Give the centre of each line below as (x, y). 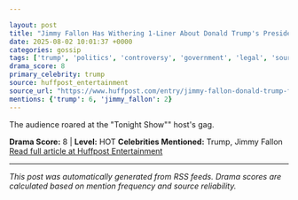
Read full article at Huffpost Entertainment (86, 150)
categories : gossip (45, 50)
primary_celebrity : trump (57, 75)
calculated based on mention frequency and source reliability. (123, 186)
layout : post (33, 25)
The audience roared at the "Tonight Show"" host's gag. (112, 124)
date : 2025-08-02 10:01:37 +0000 (71, 42)
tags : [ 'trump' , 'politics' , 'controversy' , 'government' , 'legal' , (138, 58)
